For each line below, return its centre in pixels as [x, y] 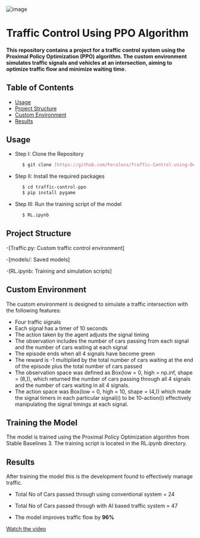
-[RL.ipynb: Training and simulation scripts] [59, 271]
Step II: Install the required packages [60, 176]
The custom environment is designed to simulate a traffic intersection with [97, 304]
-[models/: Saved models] [38, 259]
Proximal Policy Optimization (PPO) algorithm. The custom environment [97, 56]
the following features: [34, 310]
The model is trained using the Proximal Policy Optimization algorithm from [98, 437]
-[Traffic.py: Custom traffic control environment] [65, 248]
